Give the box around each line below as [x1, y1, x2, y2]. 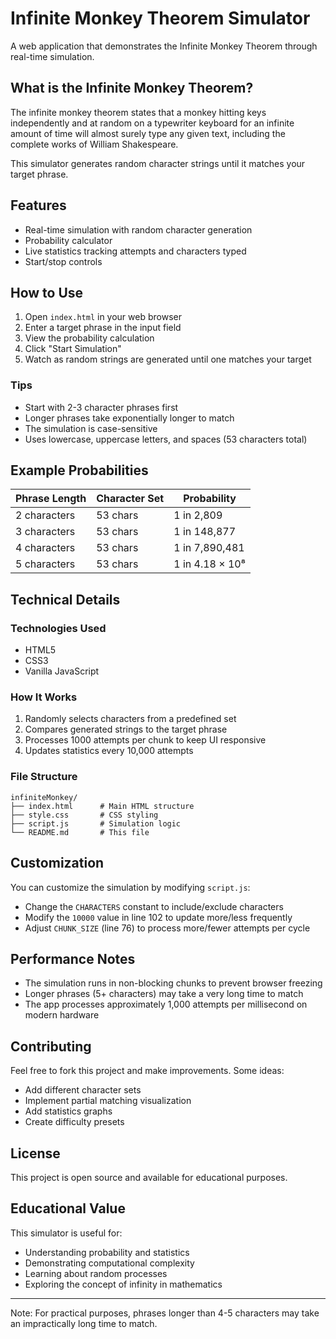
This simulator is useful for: [10, 1227, 123, 1239]
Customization [10, 855, 105, 872]
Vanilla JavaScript [24, 665, 100, 677]
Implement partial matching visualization [24, 1095, 192, 1107]
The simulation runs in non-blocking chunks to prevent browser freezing [24, 977, 323, 989]
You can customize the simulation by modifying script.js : [10, 881, 251, 893]
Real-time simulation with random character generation [24, 223, 253, 236]
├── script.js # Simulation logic [10, 818, 182, 829]
